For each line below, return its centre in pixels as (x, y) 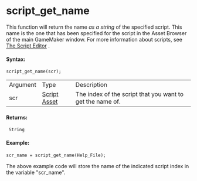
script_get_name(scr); (34, 71)
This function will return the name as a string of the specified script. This (94, 27)
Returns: (17, 117)
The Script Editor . (28, 46)
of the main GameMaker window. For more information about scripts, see (94, 39)
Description (91, 85)
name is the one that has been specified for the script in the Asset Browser (96, 33)
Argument (23, 85)
